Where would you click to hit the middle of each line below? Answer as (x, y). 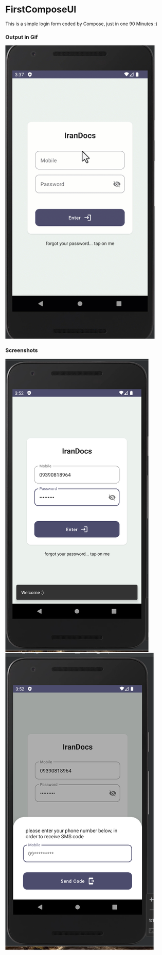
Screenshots (22, 350)
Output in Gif (22, 37)
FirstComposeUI (41, 10)
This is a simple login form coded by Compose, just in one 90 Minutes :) (82, 24)
